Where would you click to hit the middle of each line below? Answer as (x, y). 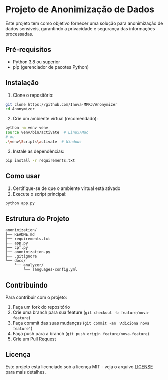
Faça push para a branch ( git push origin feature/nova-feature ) (81, 334)
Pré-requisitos (28, 50)
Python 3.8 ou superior (36, 62)
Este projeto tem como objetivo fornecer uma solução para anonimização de (84, 23)
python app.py (20, 203)
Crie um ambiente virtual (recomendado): (55, 119)
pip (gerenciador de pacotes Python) (51, 67)
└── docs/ (16, 261)
